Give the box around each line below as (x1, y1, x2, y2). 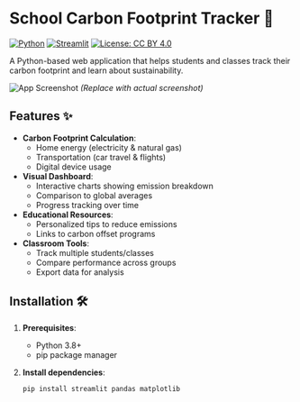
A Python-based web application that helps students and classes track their (9, 55, 291, 66)
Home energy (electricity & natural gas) (35, 142, 183, 152)
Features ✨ (9, 108, 73, 124)
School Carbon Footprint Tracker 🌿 (9, 8, 275, 29)
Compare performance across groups (35, 257, 177, 268)
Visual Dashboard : (22, 170, 94, 181)
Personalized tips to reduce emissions (35, 218, 177, 229)
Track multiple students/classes (35, 247, 155, 258)
